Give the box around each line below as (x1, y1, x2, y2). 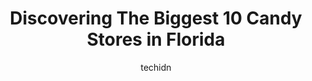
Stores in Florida (86, 28, 226, 51)
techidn (140, 61, 172, 73)
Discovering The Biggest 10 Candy (9, 7, 303, 30)
